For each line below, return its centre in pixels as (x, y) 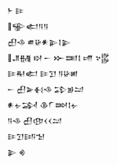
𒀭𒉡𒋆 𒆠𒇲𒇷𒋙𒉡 (43, 105)
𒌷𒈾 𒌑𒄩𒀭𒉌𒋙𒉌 (39, 42)
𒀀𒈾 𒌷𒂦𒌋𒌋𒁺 (35, 121)
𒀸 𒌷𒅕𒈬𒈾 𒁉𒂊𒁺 (46, 89)
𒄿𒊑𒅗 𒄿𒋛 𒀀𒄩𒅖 (43, 73)
